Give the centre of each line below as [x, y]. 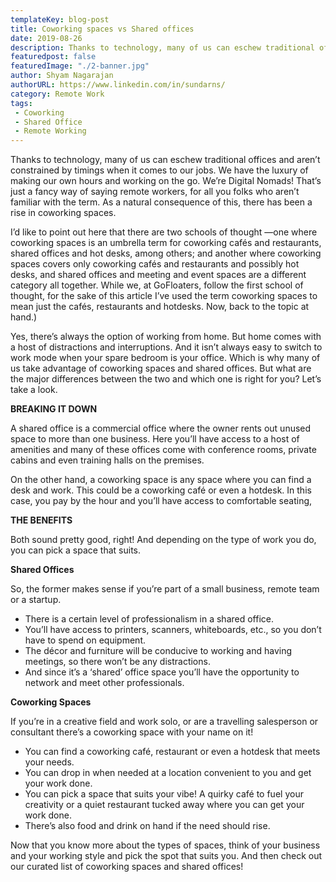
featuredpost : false [53, 57]
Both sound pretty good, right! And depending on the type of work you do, [163, 540]
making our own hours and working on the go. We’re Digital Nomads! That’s [166, 181]
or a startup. [36, 600]
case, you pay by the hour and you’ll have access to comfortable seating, [161, 501]
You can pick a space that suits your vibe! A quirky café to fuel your [164, 794]
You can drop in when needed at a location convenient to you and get [168, 773]
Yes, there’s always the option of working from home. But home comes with [166, 337]
